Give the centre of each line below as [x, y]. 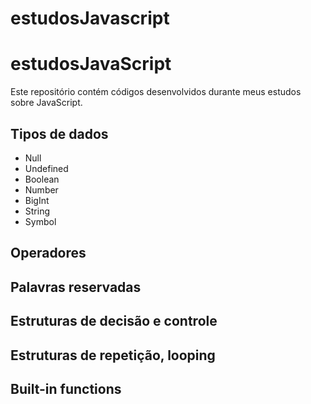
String [37, 211]
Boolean [42, 179]
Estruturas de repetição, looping [113, 355]
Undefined [46, 168]
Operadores [48, 253]
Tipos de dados [59, 133]
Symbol [40, 221]
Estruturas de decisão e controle [114, 321]
